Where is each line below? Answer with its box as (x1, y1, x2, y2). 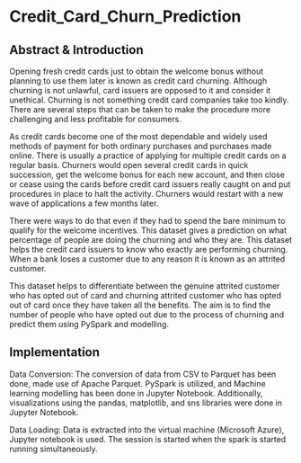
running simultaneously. (9, 443, 98, 454)
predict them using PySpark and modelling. (9, 319, 169, 329)
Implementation (9, 344, 101, 361)
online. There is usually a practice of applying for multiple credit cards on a (9, 150, 287, 161)
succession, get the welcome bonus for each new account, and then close (9, 169, 286, 180)
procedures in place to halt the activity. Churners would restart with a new (9, 189, 284, 199)
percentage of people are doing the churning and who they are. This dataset (9, 235, 293, 245)
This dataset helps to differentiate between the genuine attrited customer (9, 280, 280, 291)
